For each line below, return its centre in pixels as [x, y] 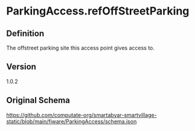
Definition [25, 34]
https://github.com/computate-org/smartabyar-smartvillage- [82, 115]
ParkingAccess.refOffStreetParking [98, 11]
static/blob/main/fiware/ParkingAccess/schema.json [72, 121]
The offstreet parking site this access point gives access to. [81, 48]
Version [21, 67]
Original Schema [38, 101]
